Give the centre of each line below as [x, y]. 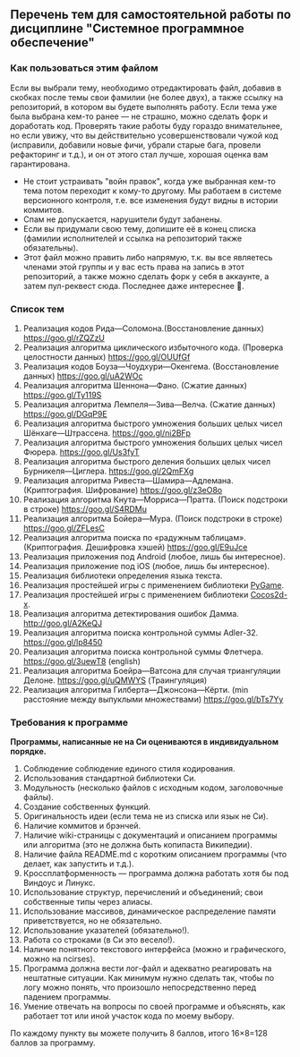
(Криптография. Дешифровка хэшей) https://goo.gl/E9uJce [135, 547]
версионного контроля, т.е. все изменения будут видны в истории [150, 200]
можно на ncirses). [59, 959]
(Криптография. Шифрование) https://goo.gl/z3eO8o [123, 490]
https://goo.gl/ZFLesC [64, 528]
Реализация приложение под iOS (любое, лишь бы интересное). [146, 566]
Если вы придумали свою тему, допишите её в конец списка [139, 228]
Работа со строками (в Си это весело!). [99, 940]
